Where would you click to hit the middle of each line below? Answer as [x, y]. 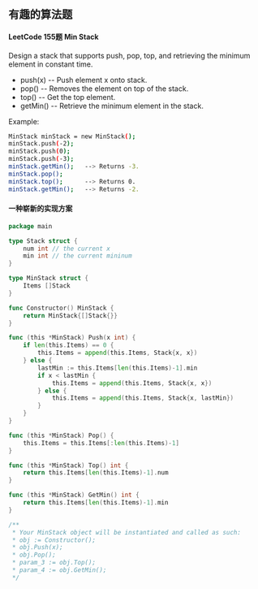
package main [30, 226]
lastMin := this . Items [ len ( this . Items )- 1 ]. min [118, 368]
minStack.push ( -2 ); [41, 144]
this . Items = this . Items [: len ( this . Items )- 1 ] [101, 443]
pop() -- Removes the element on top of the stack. [104, 89]
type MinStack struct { [49, 279]
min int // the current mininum [77, 256]
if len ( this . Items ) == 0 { [69, 345]
